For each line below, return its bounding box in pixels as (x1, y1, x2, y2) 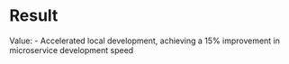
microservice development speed (9, 44, 134, 55)
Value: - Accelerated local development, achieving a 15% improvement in (9, 35, 281, 46)
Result (9, 5, 59, 26)
